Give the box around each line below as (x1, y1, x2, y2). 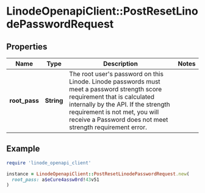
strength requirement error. (69, 123, 148, 132)
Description (103, 60, 138, 68)
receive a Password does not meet (69, 116, 168, 124)
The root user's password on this (69, 70, 164, 78)
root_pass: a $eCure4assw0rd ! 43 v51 (12, 177, 99, 183)
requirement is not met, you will (69, 108, 159, 116)
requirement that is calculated (69, 93, 154, 101)
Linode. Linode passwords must (69, 77, 160, 86)
